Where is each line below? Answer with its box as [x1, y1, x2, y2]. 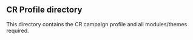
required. [6, 27, 29, 34]
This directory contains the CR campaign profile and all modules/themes [6, 20, 188, 27]
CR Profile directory [6, 5, 83, 15]
